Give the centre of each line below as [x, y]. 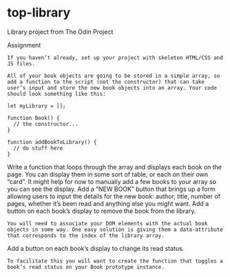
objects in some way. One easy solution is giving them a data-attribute [115, 229]
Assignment [24, 45]
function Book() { [33, 118]
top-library [39, 13]
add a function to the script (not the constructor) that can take [106, 82]
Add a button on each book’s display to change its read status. [96, 248]
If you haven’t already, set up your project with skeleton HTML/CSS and [115, 58]
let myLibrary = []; [37, 106]
